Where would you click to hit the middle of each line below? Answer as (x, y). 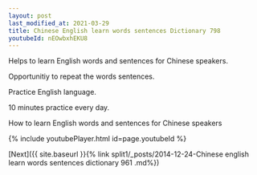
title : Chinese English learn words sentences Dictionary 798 (114, 31)
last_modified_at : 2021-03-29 (59, 23)
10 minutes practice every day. (59, 108)
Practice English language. (52, 92)
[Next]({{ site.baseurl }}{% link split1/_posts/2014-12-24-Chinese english (128, 154)
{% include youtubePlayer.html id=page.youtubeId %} (98, 139)
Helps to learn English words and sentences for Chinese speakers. (118, 61)
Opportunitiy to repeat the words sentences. (82, 76)
